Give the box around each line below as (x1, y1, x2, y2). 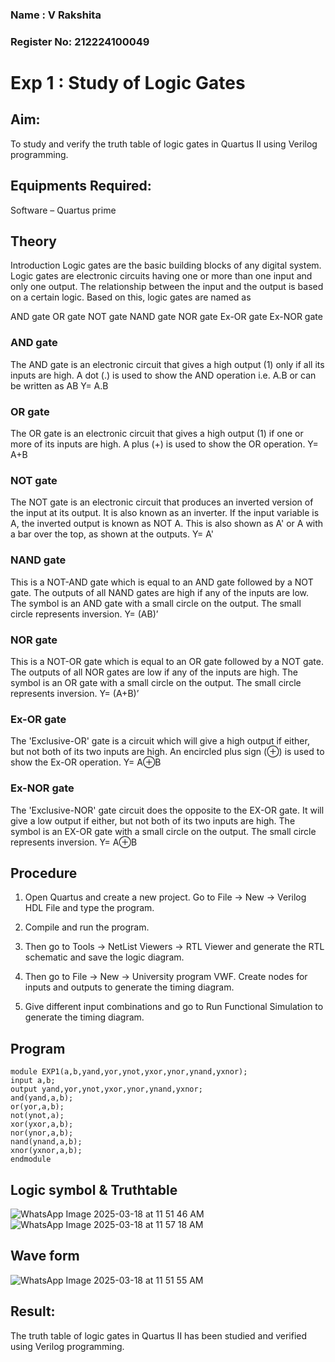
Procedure (10, 864, 78, 882)
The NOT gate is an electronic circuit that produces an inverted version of (10, 496, 314, 508)
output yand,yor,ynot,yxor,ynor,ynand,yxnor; (10, 1084, 203, 1095)
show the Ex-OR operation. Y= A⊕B (10, 756, 162, 768)
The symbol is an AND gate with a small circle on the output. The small (10, 597, 302, 609)
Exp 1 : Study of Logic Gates (10, 72, 246, 95)
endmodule (10, 1154, 52, 1165)
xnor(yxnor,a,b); (10, 1146, 83, 1156)
